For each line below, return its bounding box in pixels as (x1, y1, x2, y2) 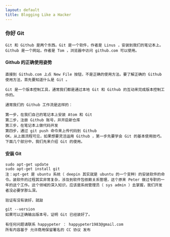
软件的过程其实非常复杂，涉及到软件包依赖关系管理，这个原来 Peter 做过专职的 (16, 177, 161, 183)
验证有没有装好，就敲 (5, 198, 43, 203)
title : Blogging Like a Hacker (5, 12, 72, 17)
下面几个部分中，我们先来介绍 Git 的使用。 (5, 139, 85, 144)
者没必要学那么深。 (5, 188, 40, 193)
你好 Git (5, 30, 24, 37)
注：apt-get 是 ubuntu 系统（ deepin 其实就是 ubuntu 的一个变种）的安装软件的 (5, 172, 161, 177)
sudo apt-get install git (5, 166, 60, 172)
